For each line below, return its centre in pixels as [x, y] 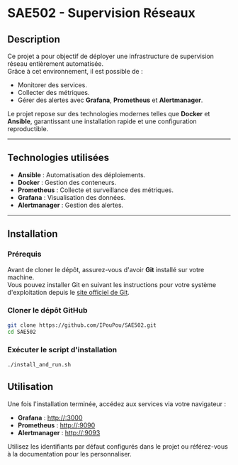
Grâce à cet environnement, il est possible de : [75, 71]
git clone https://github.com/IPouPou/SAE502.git [82, 325]
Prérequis [24, 254]
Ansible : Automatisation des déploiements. [81, 174]
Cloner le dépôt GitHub [47, 310]
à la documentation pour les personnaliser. [70, 454]
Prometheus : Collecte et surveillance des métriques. [96, 190]
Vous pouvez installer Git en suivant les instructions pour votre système [112, 284]
